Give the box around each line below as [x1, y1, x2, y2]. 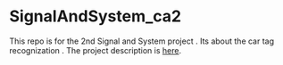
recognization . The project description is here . [9, 45, 181, 55]
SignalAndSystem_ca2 [9, 6, 181, 27]
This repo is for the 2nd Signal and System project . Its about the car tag [9, 36, 275, 46]
